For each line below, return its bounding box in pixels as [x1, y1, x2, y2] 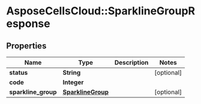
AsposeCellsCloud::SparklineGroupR [6, 4, 196, 18]
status [9, 69, 28, 77]
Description [114, 59, 149, 66]
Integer [62, 78, 84, 86]
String [62, 69, 81, 77]
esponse [6, 17, 50, 30]
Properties [6, 41, 47, 51]
